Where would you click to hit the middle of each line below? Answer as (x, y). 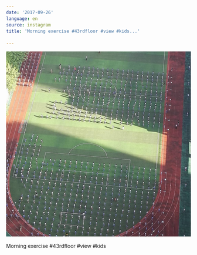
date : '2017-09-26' (30, 12)
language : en (22, 19)
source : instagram (28, 25)
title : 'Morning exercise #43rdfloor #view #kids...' (73, 31)
